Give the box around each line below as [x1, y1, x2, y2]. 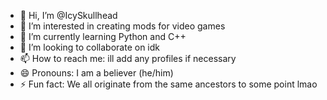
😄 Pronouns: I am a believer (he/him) [19, 67, 174, 79]
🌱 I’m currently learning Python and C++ [19, 31, 187, 42]
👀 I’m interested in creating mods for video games [19, 20, 226, 32]
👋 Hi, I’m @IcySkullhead [19, 10, 118, 21]
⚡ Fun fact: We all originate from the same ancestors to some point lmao [19, 78, 318, 90]
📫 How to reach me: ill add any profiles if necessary [19, 53, 237, 64]
